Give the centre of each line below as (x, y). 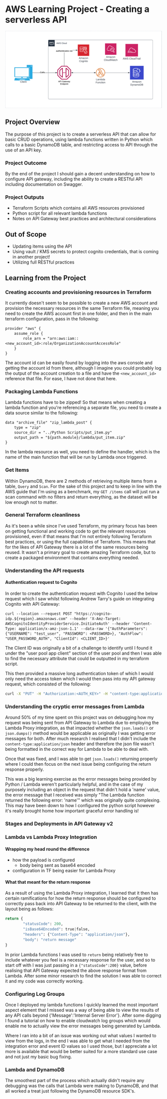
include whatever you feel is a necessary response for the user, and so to (80, 960)
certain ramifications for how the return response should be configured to (81, 898)
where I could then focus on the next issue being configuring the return (78, 764)
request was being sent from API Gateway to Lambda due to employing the (82, 723)
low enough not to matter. (32, 502)
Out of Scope (26, 234)
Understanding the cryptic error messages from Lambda (75, 706)
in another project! (31, 257)
